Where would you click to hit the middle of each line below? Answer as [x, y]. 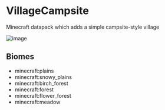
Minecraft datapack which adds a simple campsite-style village [83, 27]
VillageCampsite [48, 11]
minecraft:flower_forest [43, 95]
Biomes [20, 57]
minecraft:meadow [37, 102]
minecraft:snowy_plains [43, 77]
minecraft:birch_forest [42, 83]
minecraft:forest [34, 90]
